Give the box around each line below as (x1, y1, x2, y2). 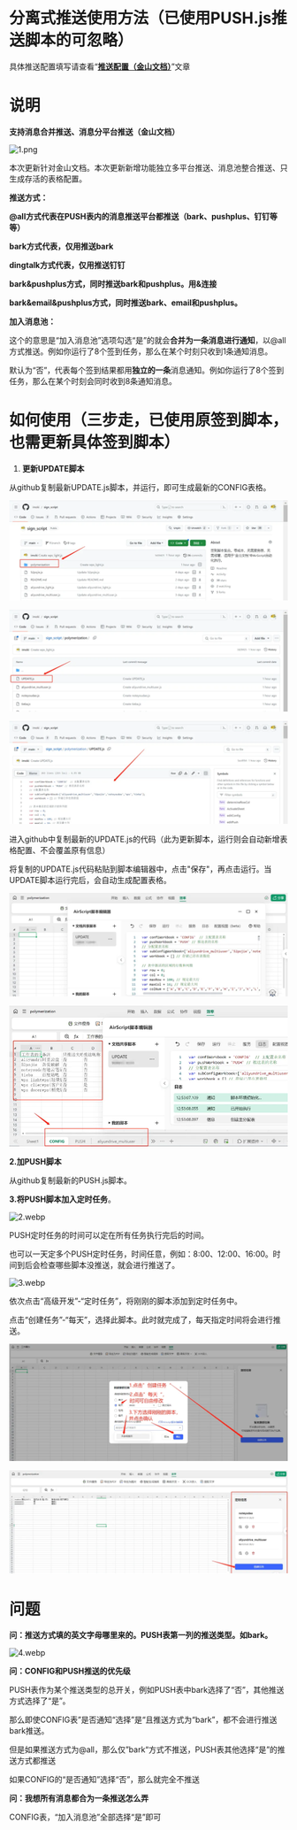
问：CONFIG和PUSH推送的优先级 (9, 1665, 131, 1677)
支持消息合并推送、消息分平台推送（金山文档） (9, 126, 179, 137)
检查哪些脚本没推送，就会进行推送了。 (39, 1259, 179, 1270)
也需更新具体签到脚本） (9, 433, 180, 452)
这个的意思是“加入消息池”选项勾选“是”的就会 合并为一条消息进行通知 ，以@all (9, 334, 286, 345)
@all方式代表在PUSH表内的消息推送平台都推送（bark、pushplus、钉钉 (9, 211, 270, 221)
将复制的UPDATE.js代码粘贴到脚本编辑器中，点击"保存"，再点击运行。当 (9, 864, 272, 874)
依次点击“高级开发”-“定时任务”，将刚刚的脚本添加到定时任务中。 (9, 1296, 243, 1306)
